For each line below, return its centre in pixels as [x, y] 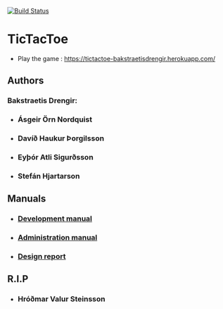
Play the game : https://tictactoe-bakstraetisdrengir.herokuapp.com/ [116, 58]
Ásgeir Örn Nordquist [55, 119]
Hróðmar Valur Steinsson [61, 299]
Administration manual [57, 237]
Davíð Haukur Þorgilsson [60, 138]
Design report [42, 256]
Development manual [55, 219]
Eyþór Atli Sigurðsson [55, 157]
